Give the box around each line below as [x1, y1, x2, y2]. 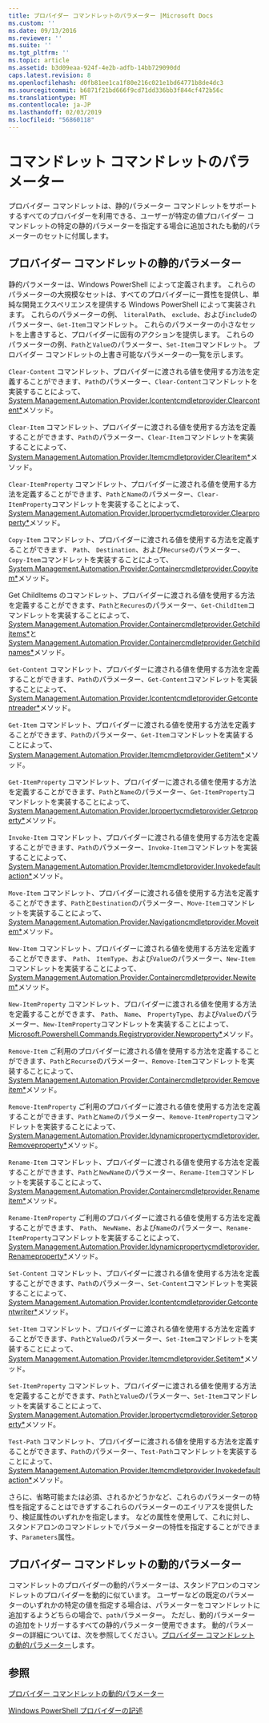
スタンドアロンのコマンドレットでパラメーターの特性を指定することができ [8, 1522, 254, 1532]
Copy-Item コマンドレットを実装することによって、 [8, 554, 174, 564]
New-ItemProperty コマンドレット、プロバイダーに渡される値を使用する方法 [8, 998, 257, 1009]
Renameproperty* [8, 1251, 68, 1261]
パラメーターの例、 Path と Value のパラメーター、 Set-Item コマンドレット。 [8, 339, 251, 349]
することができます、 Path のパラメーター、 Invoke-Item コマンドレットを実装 [8, 842, 258, 852]
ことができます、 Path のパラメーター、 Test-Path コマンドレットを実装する [14, 1446, 258, 1456]
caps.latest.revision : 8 [8, 71, 91, 79]
